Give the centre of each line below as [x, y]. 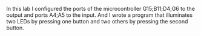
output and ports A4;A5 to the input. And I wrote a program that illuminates [99, 15]
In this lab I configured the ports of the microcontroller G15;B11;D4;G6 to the [101, 9]
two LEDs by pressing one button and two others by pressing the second [97, 21]
